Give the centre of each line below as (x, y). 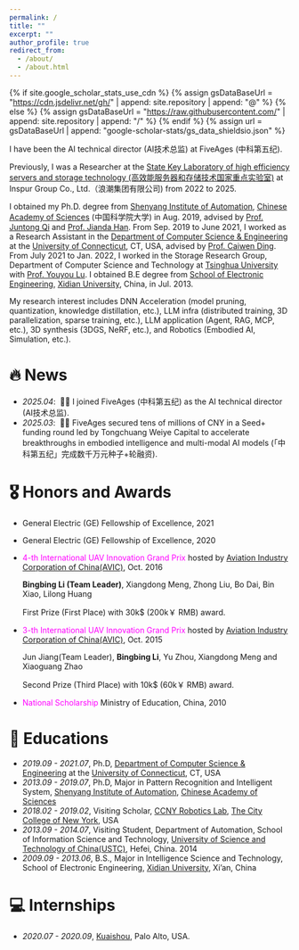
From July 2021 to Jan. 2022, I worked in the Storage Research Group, (138, 255)
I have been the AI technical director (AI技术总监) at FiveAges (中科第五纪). (146, 149)
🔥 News (39, 375)
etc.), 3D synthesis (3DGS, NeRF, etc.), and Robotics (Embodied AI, (133, 329)
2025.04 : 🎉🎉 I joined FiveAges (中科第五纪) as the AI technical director (152, 401)
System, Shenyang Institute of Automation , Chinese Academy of (140, 791)
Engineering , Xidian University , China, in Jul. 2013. (101, 284)
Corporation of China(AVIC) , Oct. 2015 (92, 640)
